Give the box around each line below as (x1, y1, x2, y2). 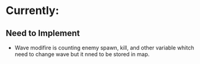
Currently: (6, 4, 59, 18)
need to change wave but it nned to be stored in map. (14, 51, 150, 58)
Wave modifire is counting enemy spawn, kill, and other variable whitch (14, 44, 194, 51)
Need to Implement (6, 28, 80, 38)
